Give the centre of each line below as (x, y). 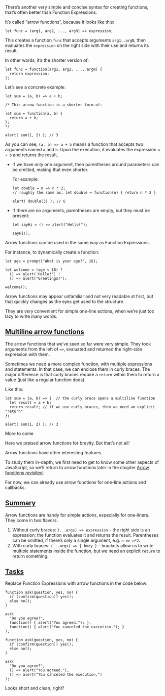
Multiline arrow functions (45, 332)
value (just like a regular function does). (46, 380)
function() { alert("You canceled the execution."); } (67, 627)
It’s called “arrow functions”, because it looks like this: (60, 22)
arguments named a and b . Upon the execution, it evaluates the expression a (82, 150)
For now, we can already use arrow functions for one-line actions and (76, 482)
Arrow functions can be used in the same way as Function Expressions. (78, 242)
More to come (19, 433)
